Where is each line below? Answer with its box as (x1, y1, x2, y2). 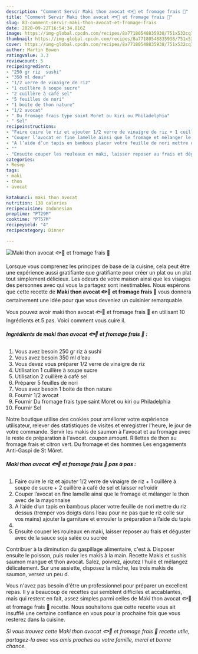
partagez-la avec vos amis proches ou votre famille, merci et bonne (6, 636, 171, 643)
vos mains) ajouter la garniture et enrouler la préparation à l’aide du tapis (14, 515, 192, 522)
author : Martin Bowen (6, 47, 60, 53)
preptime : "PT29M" (6, 211, 51, 217)
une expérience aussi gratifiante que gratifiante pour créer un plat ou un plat (6, 269, 192, 276)
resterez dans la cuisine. (6, 616, 65, 623)
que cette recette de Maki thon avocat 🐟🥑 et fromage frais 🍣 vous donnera (6, 288, 192, 295)
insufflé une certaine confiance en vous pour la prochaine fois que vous (6, 609, 181, 616)
